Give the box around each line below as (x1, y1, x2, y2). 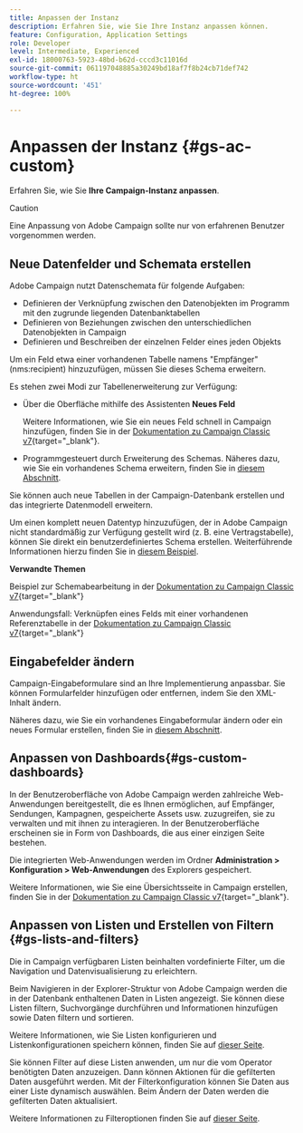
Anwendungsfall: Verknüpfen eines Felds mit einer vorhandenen (9, 608, 249, 619)
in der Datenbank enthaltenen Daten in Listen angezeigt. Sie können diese (9, 993, 285, 1003)
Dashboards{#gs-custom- (94, 750, 248, 766)
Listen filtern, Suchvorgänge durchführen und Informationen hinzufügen (9, 1002, 279, 1013)
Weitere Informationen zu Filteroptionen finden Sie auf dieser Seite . (9, 1112, 260, 1124)
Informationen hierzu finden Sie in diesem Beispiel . (9, 546, 199, 557)
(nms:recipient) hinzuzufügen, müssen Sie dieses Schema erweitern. (9, 363, 267, 374)
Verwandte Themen (9, 564, 86, 575)
